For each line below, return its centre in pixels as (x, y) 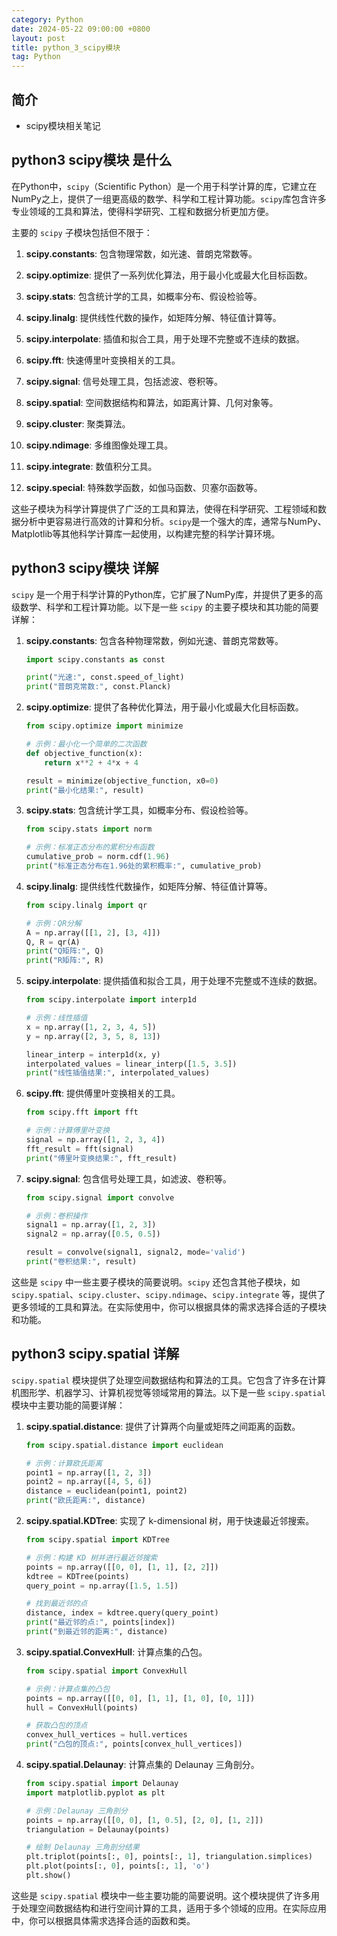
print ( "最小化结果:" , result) (85, 790)
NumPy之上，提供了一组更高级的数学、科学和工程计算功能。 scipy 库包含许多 (169, 198)
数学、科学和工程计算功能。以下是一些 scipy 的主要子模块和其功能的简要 (169, 607)
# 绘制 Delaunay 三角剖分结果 (82, 1847)
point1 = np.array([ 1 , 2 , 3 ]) (89, 1472)
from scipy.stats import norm (89, 829)
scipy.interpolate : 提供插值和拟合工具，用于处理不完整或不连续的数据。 (174, 981)
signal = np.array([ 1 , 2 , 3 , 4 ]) (95, 1140)
